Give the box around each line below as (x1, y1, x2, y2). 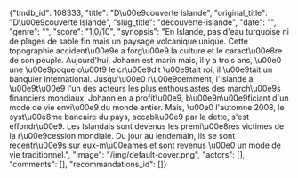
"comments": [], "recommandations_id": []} (9, 159, 167, 169)
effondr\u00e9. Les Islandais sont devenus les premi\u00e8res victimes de (9, 121, 285, 132)
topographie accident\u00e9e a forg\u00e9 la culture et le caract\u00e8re (9, 45, 283, 56)
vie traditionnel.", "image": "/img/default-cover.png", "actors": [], (9, 150, 246, 159)
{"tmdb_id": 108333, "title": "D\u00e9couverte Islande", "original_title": (9, 8, 269, 18)
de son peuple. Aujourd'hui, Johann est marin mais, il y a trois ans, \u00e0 (9, 55, 282, 65)
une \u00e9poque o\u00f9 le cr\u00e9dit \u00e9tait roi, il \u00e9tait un (9, 64, 273, 75)
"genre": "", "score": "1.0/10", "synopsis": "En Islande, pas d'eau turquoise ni (9, 27, 289, 36)
